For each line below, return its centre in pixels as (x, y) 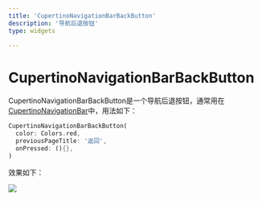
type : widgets (32, 31)
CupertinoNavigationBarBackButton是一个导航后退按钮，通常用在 (117, 100)
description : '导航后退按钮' (53, 23)
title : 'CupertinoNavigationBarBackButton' (82, 16)
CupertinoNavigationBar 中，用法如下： (73, 111)
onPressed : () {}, (45, 148)
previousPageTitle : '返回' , (61, 142)
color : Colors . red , (48, 133)
